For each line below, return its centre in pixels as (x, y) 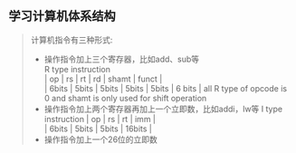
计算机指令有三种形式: (72, 40)
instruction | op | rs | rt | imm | (100, 119)
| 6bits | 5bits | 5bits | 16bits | (98, 129)
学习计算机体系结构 (62, 16)
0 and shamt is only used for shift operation (125, 98)
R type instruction (77, 69)
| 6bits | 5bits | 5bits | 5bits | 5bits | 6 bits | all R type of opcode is (165, 88)
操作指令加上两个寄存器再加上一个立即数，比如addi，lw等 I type (163, 109)
